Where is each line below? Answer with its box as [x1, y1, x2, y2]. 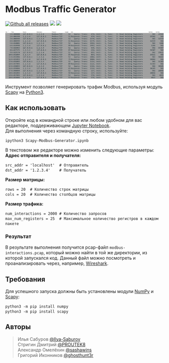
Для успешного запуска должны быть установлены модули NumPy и [5, 288, 154, 294]
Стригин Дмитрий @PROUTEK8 [17, 341, 86, 347]
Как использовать [5, 104, 66, 112]
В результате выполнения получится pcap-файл [5, 244, 109, 250]
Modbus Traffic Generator [5, 4, 117, 15]
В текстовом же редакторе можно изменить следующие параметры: [5, 147, 154, 153]
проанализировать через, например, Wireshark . [5, 260, 109, 266]
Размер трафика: [5, 200, 44, 207]
